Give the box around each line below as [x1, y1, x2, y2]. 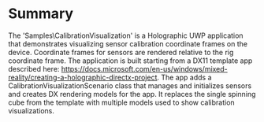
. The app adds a [157, 72, 212, 82]
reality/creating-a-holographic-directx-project [8, 72, 158, 82]
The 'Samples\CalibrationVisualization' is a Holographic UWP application [8, 31, 244, 40]
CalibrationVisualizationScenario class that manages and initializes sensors [8, 80, 252, 91]
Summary [8, 5, 73, 23]
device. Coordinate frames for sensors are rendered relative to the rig [8, 47, 234, 57]
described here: [8, 64, 60, 73]
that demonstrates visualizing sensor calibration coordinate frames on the [8, 39, 248, 48]
